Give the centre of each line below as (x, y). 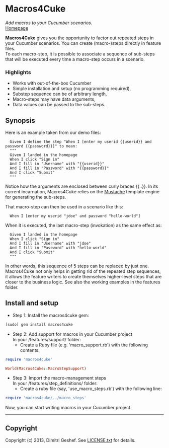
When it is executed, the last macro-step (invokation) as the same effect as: (83, 226)
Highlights (18, 72)
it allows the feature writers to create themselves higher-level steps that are (83, 277)
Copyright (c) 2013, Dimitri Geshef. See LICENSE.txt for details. (70, 440)
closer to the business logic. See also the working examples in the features (83, 282)
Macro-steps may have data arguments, (54, 99)
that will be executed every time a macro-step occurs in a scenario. (75, 59)
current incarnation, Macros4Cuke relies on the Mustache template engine (82, 192)
